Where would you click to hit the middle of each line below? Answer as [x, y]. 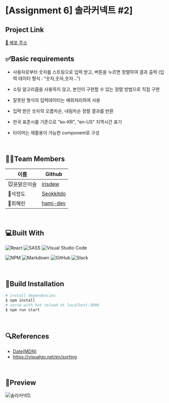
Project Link [25, 29]
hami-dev [54, 203]
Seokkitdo [54, 193]
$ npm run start [22, 310]
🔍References [27, 336]
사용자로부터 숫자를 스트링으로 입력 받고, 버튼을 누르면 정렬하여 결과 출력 [85, 72]
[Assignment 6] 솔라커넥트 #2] [69, 10]
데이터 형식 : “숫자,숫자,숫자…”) [49, 78]
